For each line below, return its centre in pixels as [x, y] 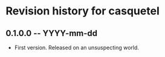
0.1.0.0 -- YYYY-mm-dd [52, 33]
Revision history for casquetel [82, 11]
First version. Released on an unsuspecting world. [77, 47]
